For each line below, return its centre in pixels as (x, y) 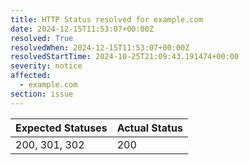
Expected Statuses (61, 128)
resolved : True (42, 38)
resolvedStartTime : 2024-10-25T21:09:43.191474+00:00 (125, 57)
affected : (31, 76)
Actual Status (149, 128)
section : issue (42, 94)
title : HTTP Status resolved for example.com (106, 19)
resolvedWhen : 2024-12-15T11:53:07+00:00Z (100, 47)
